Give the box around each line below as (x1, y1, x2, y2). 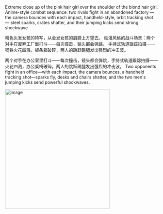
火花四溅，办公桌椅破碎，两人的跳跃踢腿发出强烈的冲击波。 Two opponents (5, 63, 157, 69)
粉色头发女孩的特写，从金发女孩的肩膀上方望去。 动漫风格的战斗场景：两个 (5, 35, 155, 40)
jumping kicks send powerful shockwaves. (5, 79, 90, 85)
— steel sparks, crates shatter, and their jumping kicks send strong (5, 19, 139, 25)
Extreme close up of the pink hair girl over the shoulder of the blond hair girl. (5, 4, 158, 10)
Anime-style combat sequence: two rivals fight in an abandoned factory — (5, 9, 154, 15)
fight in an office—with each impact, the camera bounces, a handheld (5, 69, 145, 75)
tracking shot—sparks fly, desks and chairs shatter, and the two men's (5, 74, 146, 80)
